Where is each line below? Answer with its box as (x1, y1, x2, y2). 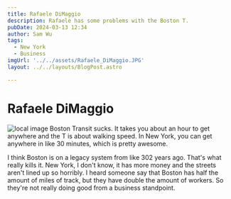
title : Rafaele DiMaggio (7, 10, 81, 18)
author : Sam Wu (7, 30, 53, 38)
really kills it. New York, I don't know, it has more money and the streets (7, 160, 217, 169)
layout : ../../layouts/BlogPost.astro (7, 63, 122, 71)
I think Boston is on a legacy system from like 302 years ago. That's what (7, 153, 222, 161)
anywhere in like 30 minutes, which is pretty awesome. (7, 139, 168, 148)
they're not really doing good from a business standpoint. (7, 183, 176, 192)
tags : (7, 37, 23, 44)
